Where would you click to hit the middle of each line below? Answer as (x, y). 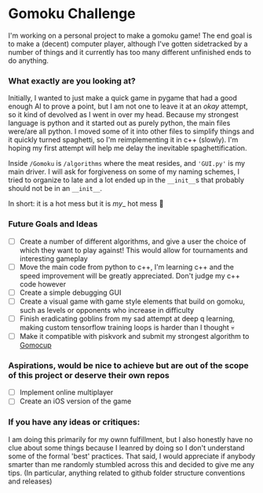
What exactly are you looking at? (72, 81)
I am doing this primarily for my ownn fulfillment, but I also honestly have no (131, 439)
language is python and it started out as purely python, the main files (119, 123)
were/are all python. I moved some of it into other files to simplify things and (131, 131)
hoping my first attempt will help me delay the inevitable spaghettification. (128, 148)
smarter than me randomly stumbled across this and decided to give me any (131, 464)
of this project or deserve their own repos (89, 375)
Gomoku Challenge (72, 14)
